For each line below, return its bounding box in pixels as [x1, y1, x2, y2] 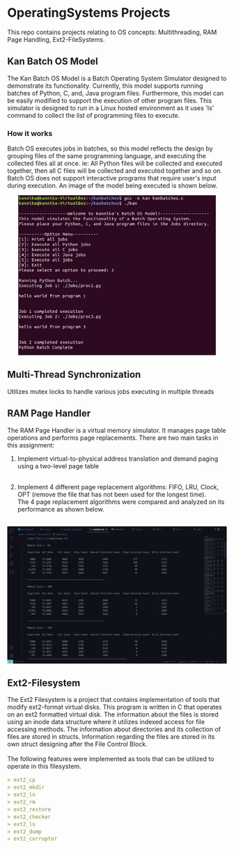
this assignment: [7, 441, 54, 449]
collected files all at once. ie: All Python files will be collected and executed [7, 159, 223, 168]
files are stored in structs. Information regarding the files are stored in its [7, 733, 215, 741]
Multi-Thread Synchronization [7, 369, 141, 381]
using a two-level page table [17, 461, 100, 470]
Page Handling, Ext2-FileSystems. [7, 35, 105, 43]
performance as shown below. [17, 505, 104, 513]
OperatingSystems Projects [7, 5, 171, 21]
